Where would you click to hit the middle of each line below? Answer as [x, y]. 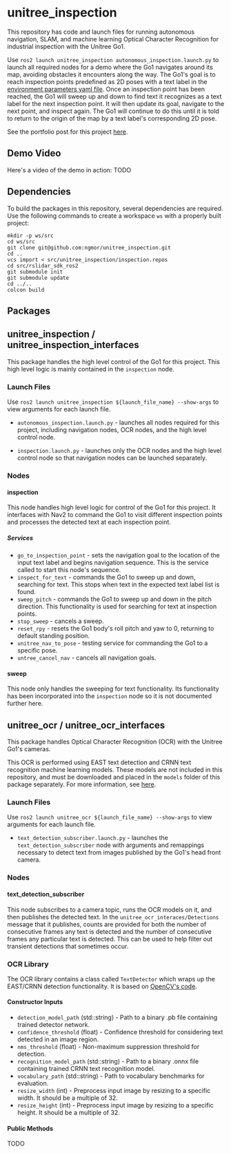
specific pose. [37, 651]
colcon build [26, 290]
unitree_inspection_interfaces [73, 345]
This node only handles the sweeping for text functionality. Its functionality [113, 689]
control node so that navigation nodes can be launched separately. [112, 458]
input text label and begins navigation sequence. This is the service [113, 562]
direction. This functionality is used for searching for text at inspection [117, 606]
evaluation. [33, 1083]
